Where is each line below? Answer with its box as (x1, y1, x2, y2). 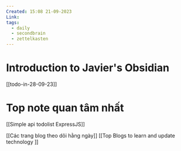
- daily (11, 25, 30, 31)
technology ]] (6, 138, 39, 145)
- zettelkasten (11, 36, 49, 42)
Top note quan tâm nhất (6, 101, 124, 115)
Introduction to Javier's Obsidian (6, 61, 170, 75)
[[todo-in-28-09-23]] (6, 80, 57, 88)
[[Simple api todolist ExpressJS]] (6, 120, 85, 127)
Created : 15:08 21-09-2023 (6, 8, 72, 15)
